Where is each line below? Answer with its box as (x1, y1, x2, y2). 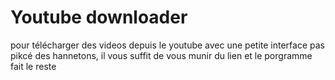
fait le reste (10, 60, 57, 72)
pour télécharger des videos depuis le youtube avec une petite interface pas (10, 39, 325, 51)
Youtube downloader (10, 6, 188, 29)
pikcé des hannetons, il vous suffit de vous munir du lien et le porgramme (10, 49, 313, 61)
